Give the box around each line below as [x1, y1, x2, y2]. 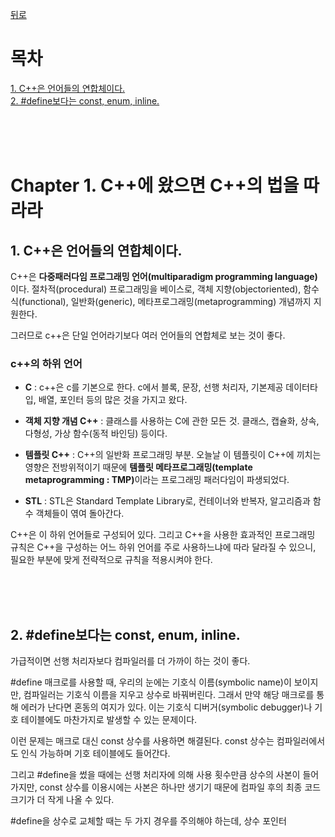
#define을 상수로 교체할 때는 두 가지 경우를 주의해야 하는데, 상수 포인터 [10, 815, 287, 827]
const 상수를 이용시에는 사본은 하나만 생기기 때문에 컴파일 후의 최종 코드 [39, 781, 322, 793]
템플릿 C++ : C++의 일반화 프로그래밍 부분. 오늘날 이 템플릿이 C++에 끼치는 [24, 449, 322, 461]
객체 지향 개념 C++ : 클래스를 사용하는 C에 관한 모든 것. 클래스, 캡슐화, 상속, [24, 415, 320, 427]
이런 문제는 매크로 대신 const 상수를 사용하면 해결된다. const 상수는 [10, 735, 275, 747]
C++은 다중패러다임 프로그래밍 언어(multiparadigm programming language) [10, 270, 318, 282]
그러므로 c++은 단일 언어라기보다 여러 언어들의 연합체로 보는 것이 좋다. [10, 329, 286, 341]
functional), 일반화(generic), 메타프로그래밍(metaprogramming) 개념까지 [21, 295, 312, 307]
